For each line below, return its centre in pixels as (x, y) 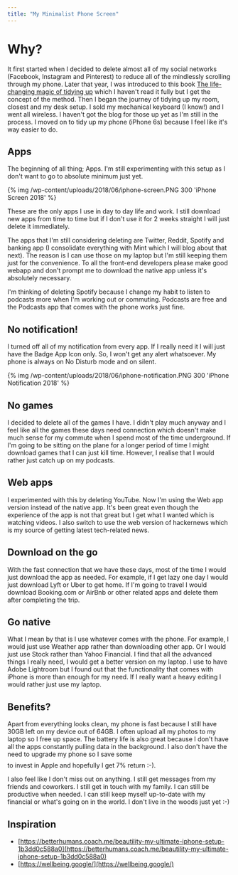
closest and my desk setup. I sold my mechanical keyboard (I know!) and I (115, 107)
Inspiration (32, 824)
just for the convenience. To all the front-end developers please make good (118, 263)
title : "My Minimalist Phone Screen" (63, 14)
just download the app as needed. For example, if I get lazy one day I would (118, 577)
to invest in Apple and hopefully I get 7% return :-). (82, 765)
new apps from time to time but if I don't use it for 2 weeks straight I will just (118, 219)
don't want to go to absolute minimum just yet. (75, 176)
